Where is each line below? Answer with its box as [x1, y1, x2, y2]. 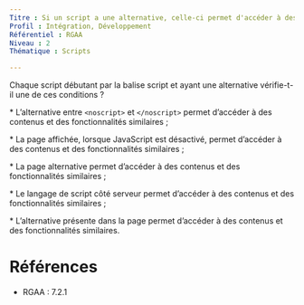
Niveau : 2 [9, 38, 51, 48]
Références [9, 257, 98, 277]
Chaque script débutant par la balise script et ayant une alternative [9, 80, 259, 91]
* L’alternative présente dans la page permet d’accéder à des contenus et [9, 215, 283, 226]
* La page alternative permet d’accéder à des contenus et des [9, 161, 241, 172]
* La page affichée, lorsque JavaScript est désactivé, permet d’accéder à [9, 134, 282, 145]
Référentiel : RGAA [9, 30, 83, 39]
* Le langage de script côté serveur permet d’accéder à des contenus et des [9, 188, 295, 199]
